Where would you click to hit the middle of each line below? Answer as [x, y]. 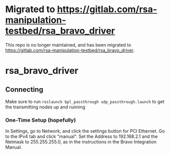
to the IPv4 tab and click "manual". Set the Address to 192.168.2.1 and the [82, 137]
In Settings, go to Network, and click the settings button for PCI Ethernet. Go [85, 131]
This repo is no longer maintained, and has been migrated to [68, 45]
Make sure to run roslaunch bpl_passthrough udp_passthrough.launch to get [85, 101]
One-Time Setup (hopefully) [41, 120]
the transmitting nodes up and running [45, 107]
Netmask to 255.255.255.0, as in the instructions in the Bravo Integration [81, 142]
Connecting [24, 89]
